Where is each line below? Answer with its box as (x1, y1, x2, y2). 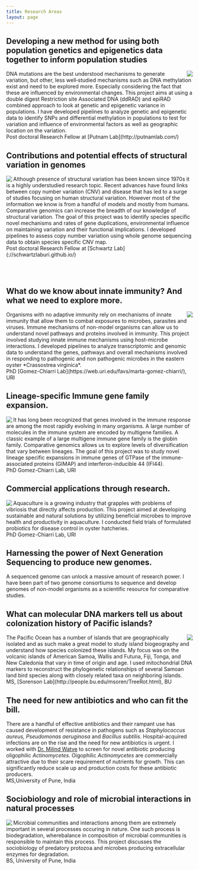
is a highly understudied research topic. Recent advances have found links (6, 182, 188, 189)
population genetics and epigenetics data (6, 45, 163, 55)
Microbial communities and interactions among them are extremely (13, 819, 176, 826)
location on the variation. (6, 127, 67, 134)
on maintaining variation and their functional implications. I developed (6, 226, 176, 233)
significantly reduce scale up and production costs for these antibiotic (6, 765, 177, 771)
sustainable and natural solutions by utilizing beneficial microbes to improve (6, 512, 191, 519)
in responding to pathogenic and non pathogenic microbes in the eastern (6, 355, 185, 362)
